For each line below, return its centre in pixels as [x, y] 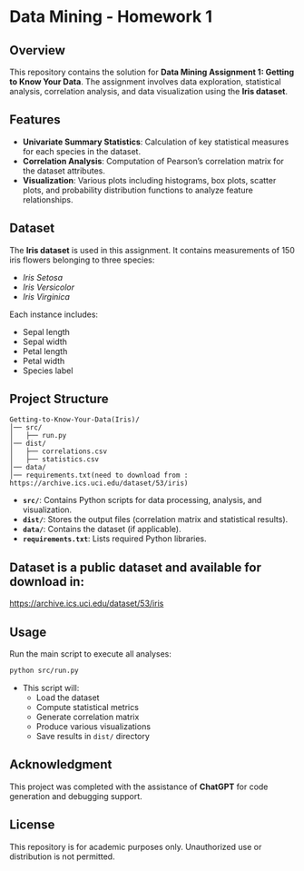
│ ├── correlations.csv [58, 451]
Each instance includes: [54, 314]
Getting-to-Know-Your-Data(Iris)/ [75, 420]
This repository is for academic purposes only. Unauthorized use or [136, 846]
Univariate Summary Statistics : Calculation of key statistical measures [156, 142]
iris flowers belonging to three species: [82, 260]
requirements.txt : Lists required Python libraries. [114, 539]
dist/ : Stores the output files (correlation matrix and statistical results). [155, 520]
